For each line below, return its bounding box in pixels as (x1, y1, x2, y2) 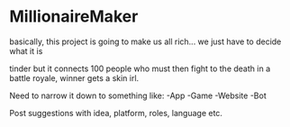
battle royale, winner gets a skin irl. (9, 72, 140, 83)
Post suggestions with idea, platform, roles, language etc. (9, 107, 223, 118)
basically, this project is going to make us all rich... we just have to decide (9, 36, 282, 47)
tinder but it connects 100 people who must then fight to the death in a (9, 63, 271, 74)
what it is (9, 45, 43, 56)
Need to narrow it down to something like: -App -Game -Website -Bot (9, 90, 267, 101)
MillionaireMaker (9, 6, 139, 27)
